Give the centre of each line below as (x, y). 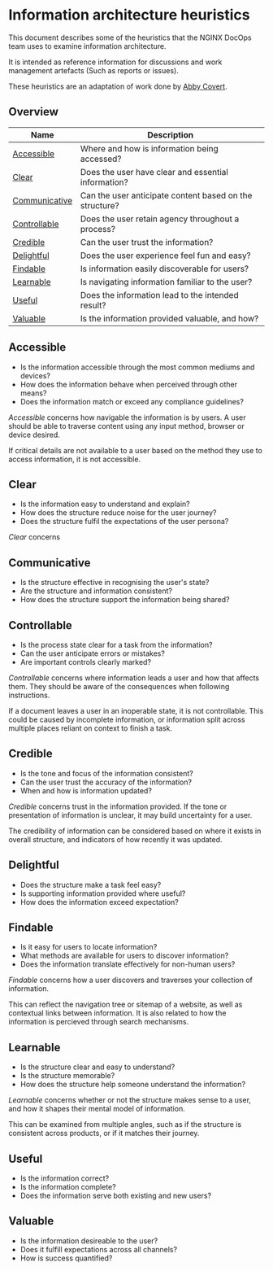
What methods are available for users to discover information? (124, 956)
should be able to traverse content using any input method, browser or (127, 426)
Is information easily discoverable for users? (165, 269)
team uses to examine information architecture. (87, 46)
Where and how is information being (149, 148)
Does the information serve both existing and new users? (116, 1196)
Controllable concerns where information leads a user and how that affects (134, 678)
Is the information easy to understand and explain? (105, 504)
